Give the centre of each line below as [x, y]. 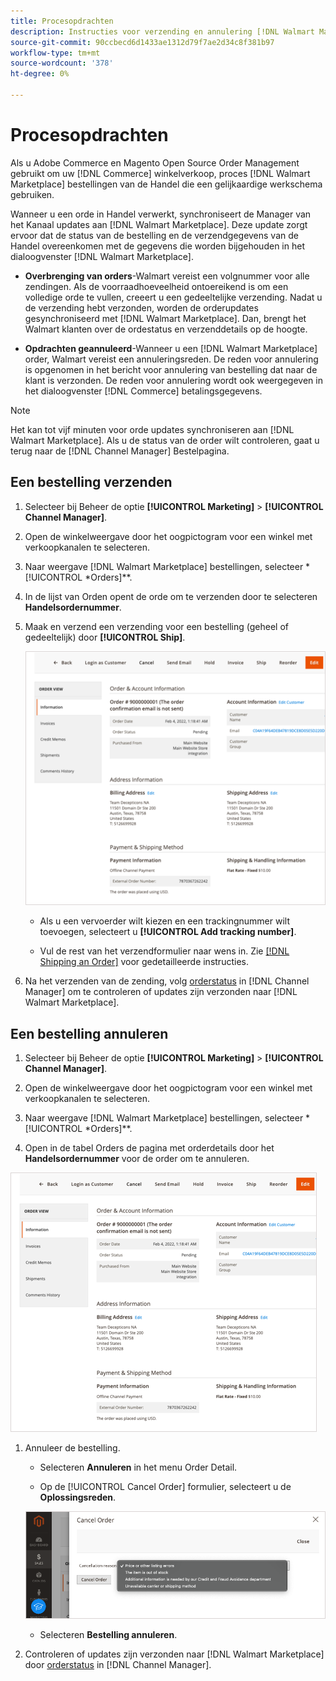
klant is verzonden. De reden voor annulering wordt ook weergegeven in [173, 380]
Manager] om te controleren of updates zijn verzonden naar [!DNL [161, 992]
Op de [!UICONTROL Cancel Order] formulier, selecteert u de [165, 1487]
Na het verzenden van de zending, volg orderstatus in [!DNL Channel [167, 981]
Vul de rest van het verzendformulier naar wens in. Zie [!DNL [164, 951]
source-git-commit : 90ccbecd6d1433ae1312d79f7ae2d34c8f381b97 [142, 42]
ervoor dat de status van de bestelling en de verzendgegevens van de [154, 235]
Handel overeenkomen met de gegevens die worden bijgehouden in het [157, 246]
